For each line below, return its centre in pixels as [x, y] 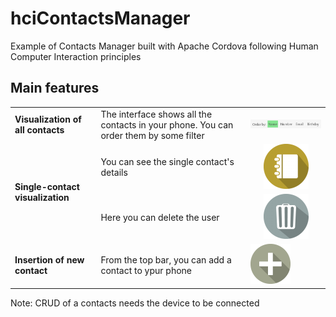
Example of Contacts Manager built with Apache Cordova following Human [164, 46]
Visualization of [48, 119]
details [114, 173]
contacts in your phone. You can [167, 124]
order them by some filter [152, 135]
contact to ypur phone [146, 270]
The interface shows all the [156, 114]
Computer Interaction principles [76, 56]
